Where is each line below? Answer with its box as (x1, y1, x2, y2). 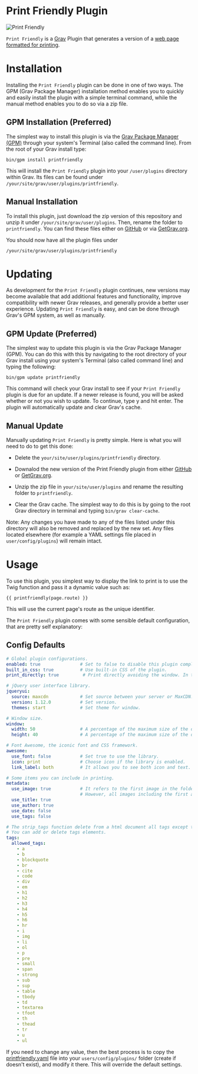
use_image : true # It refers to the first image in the (11, 786, 178, 792)
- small (16, 961, 35, 967)
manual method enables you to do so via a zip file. (6, 100, 128, 107)
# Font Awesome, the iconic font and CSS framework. (6, 742, 138, 749)
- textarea (16, 1004, 44, 1011)
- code (16, 873, 33, 879)
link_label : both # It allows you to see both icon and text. (11, 764, 192, 770)
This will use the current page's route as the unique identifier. (6, 606, 155, 612)
